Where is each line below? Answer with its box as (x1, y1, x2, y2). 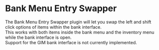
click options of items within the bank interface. (5, 24, 102, 30)
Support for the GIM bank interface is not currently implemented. (5, 39, 137, 45)
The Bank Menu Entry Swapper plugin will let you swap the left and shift (5, 19, 152, 25)
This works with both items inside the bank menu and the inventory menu (5, 29, 155, 35)
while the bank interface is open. (5, 34, 72, 40)
